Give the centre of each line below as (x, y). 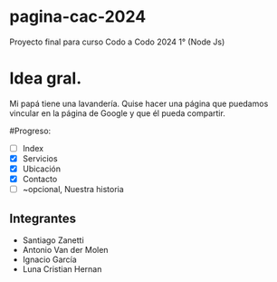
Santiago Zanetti (53, 240)
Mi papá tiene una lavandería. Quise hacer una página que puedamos (139, 103)
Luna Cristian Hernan (62, 269)
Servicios (40, 158)
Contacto (40, 180)
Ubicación (42, 169)
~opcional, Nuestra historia (73, 190)
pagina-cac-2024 (78, 17)
